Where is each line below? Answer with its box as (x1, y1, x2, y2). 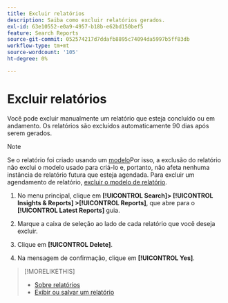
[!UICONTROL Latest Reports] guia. (17, 206, 120, 214)
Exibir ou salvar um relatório (34, 288, 115, 296)
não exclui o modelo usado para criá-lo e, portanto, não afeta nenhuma (7, 163, 210, 171)
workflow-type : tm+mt (7, 42, 70, 49)
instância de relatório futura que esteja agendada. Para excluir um (7, 171, 195, 179)
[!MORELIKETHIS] (23, 267, 75, 275)
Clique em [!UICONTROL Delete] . (17, 240, 113, 248)
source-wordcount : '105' (7, 49, 79, 56)
